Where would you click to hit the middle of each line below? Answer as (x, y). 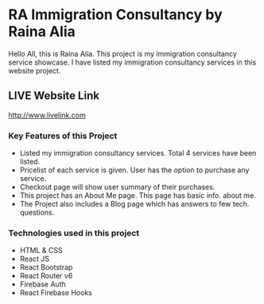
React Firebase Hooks (56, 293)
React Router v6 (46, 276)
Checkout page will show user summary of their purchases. (117, 187)
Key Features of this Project (63, 136)
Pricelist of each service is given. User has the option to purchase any (134, 170)
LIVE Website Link (54, 96)
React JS (35, 259)
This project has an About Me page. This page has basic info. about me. (138, 195)
